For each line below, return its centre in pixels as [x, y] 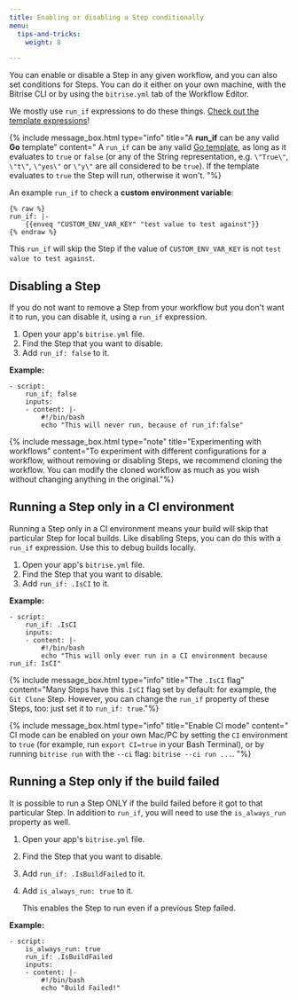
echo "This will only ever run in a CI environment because [154, 656]
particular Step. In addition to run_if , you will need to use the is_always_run [148, 812]
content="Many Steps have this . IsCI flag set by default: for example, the [143, 689]
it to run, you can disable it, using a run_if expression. [108, 317]
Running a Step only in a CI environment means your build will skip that [139, 528]
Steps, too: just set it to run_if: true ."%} [84, 708]
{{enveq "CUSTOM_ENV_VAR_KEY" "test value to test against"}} [142, 224]
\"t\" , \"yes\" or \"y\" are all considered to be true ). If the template [134, 166]
